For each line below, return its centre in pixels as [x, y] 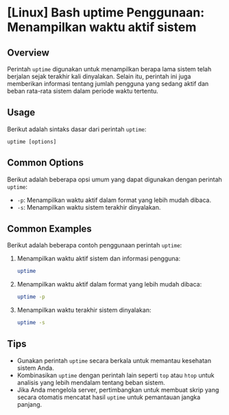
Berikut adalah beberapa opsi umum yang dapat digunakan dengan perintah [115, 179]
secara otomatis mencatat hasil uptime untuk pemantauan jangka [109, 397]
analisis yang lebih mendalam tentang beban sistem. [91, 382]
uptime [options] [32, 142]
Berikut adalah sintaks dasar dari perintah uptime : [77, 129]
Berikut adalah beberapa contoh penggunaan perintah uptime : [95, 245]
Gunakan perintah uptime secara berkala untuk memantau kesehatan [114, 360]
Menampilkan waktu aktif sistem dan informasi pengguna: [98, 258]
